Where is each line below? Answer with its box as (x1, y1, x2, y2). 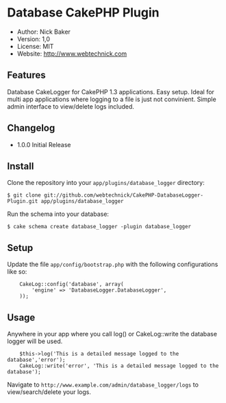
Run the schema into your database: (7, 210, 110, 218)
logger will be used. (7, 337, 63, 345)
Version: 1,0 (16, 34, 50, 43)
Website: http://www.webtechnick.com (16, 50, 127, 58)
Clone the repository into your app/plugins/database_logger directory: (7, 179, 205, 187)
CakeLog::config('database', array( (19, 281, 125, 288)
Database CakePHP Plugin (7, 5, 160, 21)
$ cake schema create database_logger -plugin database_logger (7, 224, 192, 230)
